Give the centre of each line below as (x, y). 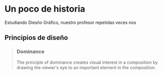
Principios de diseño (36, 38)
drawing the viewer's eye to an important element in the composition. (86, 67)
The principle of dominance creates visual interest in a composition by (87, 62)
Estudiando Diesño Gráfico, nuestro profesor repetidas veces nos (70, 22)
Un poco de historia (45, 9)
